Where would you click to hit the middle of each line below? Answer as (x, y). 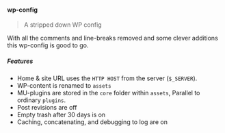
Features (20, 61)
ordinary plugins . (41, 100)
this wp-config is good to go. (48, 45)
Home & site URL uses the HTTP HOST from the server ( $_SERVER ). (107, 78)
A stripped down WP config (63, 25)
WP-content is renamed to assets (64, 86)
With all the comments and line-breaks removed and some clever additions (113, 38)
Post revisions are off (47, 108)
